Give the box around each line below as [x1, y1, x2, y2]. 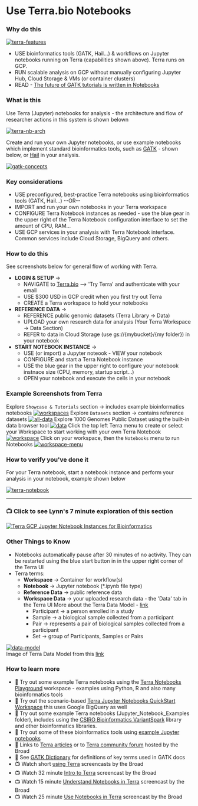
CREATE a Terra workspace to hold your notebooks [23, 299, 148, 306]
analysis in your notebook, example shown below [6, 475, 126, 482]
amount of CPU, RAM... [14, 223, 71, 230]
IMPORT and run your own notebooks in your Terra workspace [14, 204, 167, 211]
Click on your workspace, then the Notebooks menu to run [40, 434, 180, 441]
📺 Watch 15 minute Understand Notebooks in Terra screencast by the [14, 778, 184, 785]
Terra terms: [14, 570, 45, 577]
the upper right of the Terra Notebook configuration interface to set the [14, 216, 187, 223]
